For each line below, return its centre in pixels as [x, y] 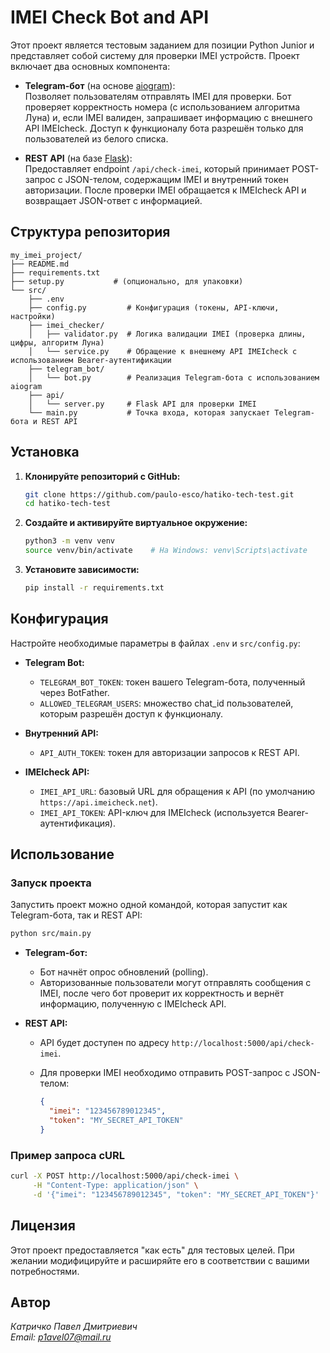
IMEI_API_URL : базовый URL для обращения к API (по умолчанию [177, 791]
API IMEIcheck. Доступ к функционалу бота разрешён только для [164, 128]
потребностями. [45, 1271]
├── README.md [40, 264]
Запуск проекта [51, 883]
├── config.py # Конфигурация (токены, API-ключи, [154, 307]
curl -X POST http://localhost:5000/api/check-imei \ [125, 1176]
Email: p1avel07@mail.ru [61, 1337]
